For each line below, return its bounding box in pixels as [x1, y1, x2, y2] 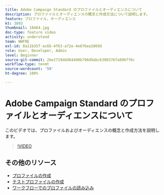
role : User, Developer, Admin [5, 48, 67, 53]
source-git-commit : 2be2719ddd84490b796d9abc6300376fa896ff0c [5, 57, 135, 62]
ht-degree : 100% [5, 71, 38, 76]
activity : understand [5, 35, 50, 40]
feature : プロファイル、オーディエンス [5, 16, 76, 21]
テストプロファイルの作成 [12, 178, 64, 184]
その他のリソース [5, 159, 56, 167]
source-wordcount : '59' [5, 67, 54, 72]
